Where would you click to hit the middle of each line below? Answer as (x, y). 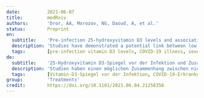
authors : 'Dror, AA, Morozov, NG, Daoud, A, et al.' (83, 23)
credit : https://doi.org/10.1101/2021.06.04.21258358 (85, 86)
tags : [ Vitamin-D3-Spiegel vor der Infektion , (81, 74)
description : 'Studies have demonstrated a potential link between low (104, 46)
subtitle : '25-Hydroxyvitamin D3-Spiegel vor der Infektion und (99, 63)
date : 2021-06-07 (40, 12)
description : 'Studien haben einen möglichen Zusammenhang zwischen (100, 68)
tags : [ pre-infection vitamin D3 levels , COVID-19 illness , (99, 52)
